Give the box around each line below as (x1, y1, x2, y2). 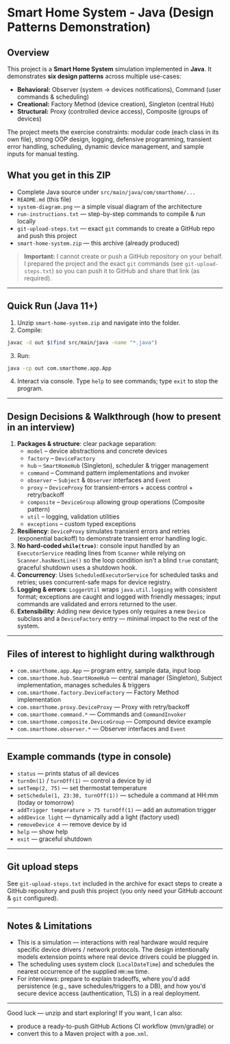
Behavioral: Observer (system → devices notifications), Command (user (16, 86, 221, 93)
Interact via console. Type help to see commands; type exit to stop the (16, 377, 218, 385)
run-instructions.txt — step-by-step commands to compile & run (16, 209, 206, 217)
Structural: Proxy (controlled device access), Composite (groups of (16, 108, 208, 115)
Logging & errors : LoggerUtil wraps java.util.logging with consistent (16, 585, 218, 594)
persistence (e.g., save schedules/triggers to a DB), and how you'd (16, 982, 206, 990)
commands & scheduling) (16, 93, 90, 101)
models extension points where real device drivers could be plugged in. (16, 953, 219, 961)
